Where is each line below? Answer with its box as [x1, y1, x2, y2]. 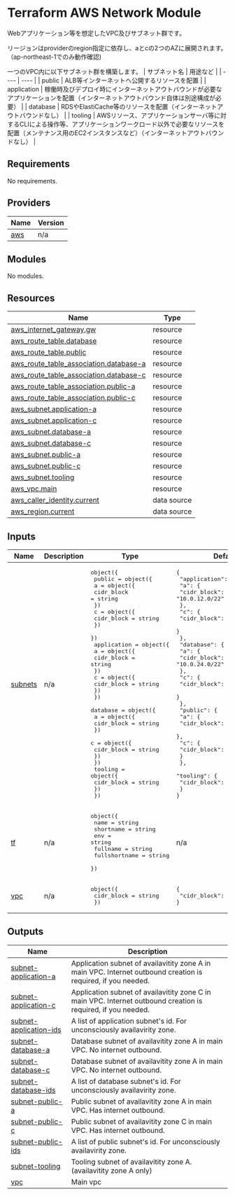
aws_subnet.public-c [10, 461, 81, 471]
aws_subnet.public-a [10, 450, 81, 460]
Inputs [7, 530, 36, 542]
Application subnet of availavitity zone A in [71, 958, 211, 968]
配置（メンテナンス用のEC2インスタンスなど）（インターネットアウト [7, 128, 206, 137]
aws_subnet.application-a [10, 404, 97, 414]
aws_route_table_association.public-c [10, 393, 136, 403]
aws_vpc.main [10, 484, 57, 494]
